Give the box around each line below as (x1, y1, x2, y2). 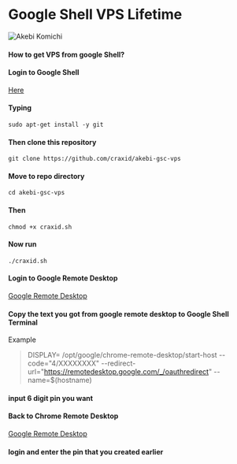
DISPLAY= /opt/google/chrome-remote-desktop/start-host (27, 351, 218, 360)
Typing (8, 103, 32, 113)
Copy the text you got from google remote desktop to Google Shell (8, 309, 230, 318)
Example (8, 335, 37, 344)
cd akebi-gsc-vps (8, 189, 65, 197)
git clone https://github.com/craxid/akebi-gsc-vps (8, 155, 181, 163)
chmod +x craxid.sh (8, 223, 72, 231)
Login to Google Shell (8, 68, 80, 77)
